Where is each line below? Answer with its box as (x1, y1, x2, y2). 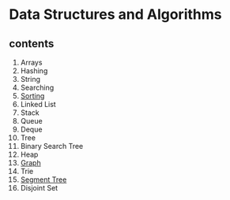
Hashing (20, 66, 48, 76)
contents (9, 37, 55, 50)
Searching (20, 83, 55, 92)
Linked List (20, 100, 56, 109)
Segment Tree (20, 175, 67, 184)
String (20, 75, 41, 83)
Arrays (20, 57, 43, 67)
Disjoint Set (20, 183, 58, 192)
